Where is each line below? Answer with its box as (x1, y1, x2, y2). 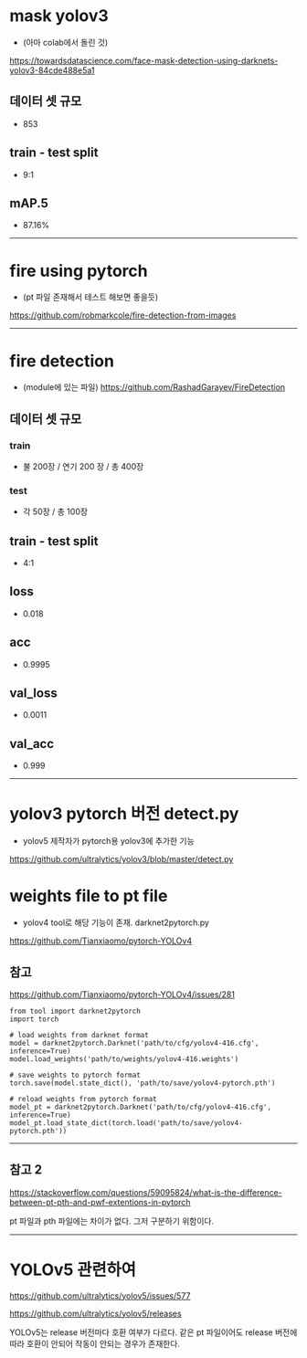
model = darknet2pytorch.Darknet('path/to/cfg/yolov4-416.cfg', (9, 1038, 259, 1047)
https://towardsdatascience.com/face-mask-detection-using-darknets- (9, 55, 279, 66)
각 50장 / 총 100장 (22, 506, 89, 517)
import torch (9, 1015, 59, 1024)
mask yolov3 (9, 5, 110, 26)
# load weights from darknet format (9, 1030, 149, 1039)
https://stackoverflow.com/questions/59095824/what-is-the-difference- (9, 1186, 283, 1197)
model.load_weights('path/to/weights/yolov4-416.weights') (9, 1054, 239, 1064)
